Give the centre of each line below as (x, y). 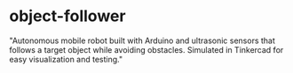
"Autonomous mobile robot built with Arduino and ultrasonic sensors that (142, 40)
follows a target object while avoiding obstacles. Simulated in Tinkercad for (146, 49)
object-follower (67, 16)
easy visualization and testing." (66, 59)
